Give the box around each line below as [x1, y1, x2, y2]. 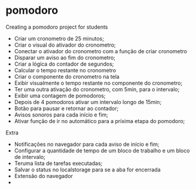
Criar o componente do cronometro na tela [14, 73, 120, 80]
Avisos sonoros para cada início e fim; [14, 111, 109, 118]
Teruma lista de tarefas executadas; [14, 160, 103, 167]
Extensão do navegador [14, 172, 73, 179]
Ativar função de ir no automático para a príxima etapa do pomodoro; [14, 117, 185, 124]
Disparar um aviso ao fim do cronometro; [14, 54, 116, 61]
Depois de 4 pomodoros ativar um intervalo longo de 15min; [14, 98, 162, 105]
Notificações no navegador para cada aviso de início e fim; [14, 140, 160, 148]
